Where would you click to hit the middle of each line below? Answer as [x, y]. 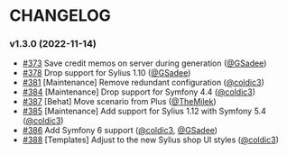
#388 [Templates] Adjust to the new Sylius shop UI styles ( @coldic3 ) [151, 140]
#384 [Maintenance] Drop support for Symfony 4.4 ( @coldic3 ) [139, 92]
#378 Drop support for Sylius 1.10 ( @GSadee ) [106, 73]
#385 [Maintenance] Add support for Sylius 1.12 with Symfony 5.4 [144, 111]
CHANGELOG [60, 16]
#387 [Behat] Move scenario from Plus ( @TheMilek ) [119, 102]
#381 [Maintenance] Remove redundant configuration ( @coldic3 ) [143, 83]
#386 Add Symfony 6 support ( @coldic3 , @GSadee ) [120, 131]
